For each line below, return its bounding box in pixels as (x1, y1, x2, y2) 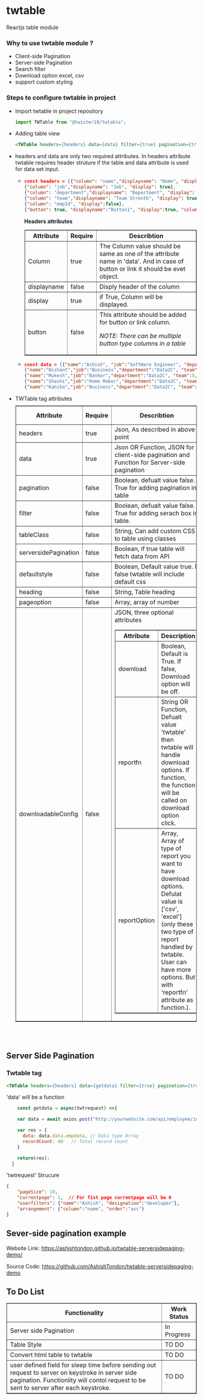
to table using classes (114, 534, 176, 542)
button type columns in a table (99, 339, 186, 347)
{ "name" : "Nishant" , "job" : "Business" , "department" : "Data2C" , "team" (24, 367, 198, 373)
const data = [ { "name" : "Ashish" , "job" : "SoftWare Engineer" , (24, 361, 181, 367)
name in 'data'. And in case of (99, 257, 184, 265)
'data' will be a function (6, 1093, 65, 1101)
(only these (161, 919, 193, 928)
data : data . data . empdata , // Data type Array (22, 1133, 139, 1139)
